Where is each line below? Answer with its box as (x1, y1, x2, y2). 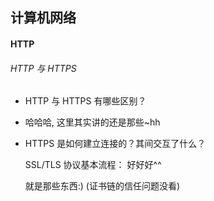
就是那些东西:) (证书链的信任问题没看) (24, 180, 181, 192)
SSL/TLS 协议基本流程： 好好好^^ (24, 159, 162, 171)
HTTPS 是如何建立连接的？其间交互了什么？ (24, 138, 207, 150)
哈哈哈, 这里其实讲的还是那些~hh (24, 116, 161, 128)
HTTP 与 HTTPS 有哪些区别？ (24, 95, 147, 107)
